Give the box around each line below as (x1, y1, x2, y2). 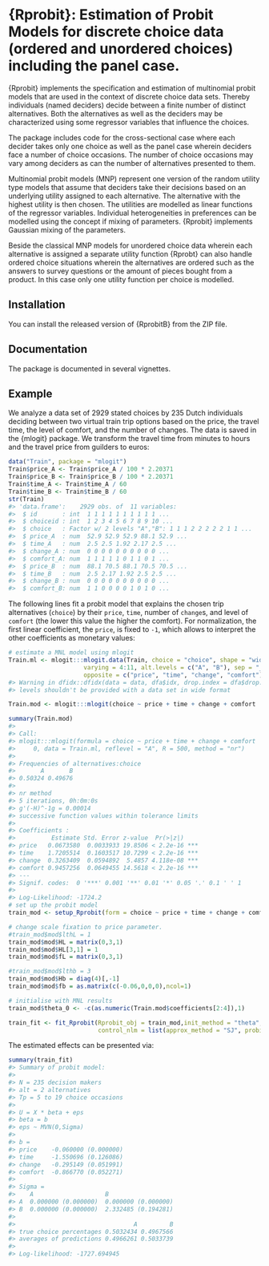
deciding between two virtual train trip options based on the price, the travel (8, 417, 259, 427)
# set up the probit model (8, 901, 98, 909)
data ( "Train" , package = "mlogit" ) (8, 458, 127, 466)
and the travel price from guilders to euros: (8, 443, 150, 452)
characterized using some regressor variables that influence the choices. (8, 117, 250, 127)
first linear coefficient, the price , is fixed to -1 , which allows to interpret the (8, 625, 256, 634)
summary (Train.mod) (8, 715, 74, 723)
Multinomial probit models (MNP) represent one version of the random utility (8, 174, 260, 184)
